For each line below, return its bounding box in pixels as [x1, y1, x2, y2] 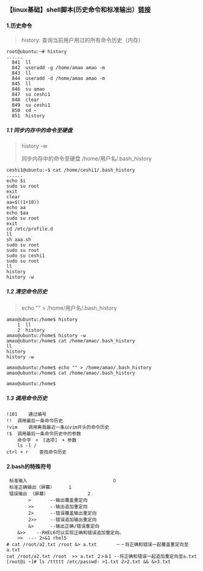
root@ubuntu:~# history [6, 49, 67, 55]
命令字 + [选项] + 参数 [17, 437, 77, 444]
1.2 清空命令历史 [6, 287, 48, 295]
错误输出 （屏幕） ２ [9, 491, 92, 497]
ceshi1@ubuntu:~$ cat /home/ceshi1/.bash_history [6, 167, 136, 174]
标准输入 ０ [9, 478, 117, 484]
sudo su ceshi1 [6, 252, 45, 259]
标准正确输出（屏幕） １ [9, 484, 73, 490]
